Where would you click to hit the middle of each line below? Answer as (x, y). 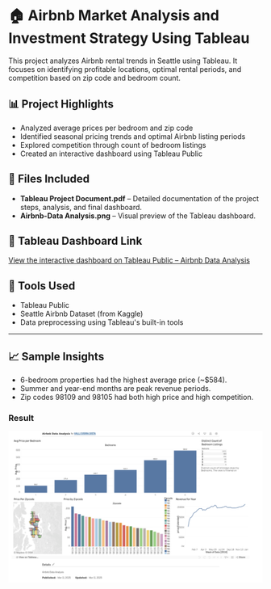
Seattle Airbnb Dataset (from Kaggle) (81, 314)
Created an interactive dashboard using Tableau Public (111, 154)
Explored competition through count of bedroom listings (113, 145)
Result (21, 418)
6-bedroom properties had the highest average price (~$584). (123, 380)
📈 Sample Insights (56, 356)
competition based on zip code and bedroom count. (95, 78)
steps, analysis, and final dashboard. (81, 207)
